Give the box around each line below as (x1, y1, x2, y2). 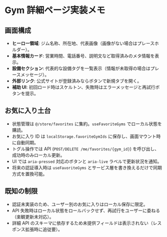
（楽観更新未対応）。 (11, 213, 54, 219)
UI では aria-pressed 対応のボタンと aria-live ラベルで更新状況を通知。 (11, 158, 162, 164)
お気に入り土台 (4, 106, 51, 115)
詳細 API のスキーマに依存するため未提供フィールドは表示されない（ (11, 220, 153, 226)
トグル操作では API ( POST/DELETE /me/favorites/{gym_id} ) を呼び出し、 (11, 146, 159, 152)
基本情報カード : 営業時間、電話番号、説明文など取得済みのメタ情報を (11, 53, 155, 59)
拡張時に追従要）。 (25, 226, 63, 232)
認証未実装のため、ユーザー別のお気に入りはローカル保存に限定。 (11, 201, 148, 207)
